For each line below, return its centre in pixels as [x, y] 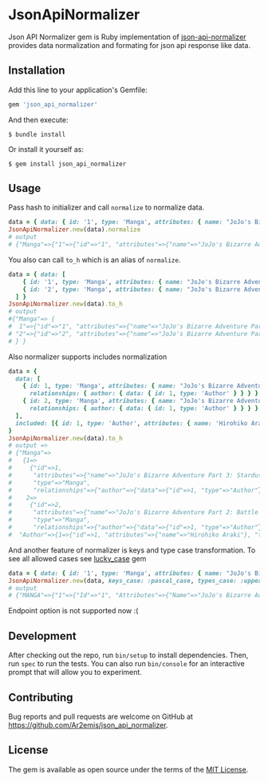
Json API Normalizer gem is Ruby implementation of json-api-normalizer [127, 37]
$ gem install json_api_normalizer [67, 164]
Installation [37, 71]
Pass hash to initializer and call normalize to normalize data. [106, 207]
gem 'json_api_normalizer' [53, 104]
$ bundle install [37, 134]
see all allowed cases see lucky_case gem [77, 558]
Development [43, 636]
